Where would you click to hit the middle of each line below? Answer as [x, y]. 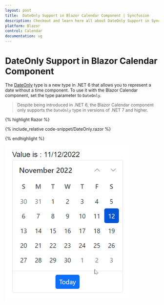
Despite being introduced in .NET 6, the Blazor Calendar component [85, 105]
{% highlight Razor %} [27, 119]
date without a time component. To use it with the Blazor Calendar [72, 90]
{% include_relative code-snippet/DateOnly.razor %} [58, 129]
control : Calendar [24, 31]
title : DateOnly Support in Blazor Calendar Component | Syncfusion [77, 15]
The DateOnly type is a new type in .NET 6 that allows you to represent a [78, 85]
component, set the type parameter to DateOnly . [53, 95]
